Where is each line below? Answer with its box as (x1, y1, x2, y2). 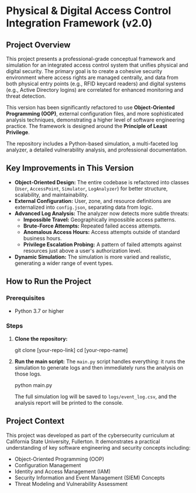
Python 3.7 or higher (14, 307, 64, 314)
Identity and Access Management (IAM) (14, 468, 111, 475)
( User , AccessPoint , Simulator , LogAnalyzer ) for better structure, (14, 185, 168, 192)
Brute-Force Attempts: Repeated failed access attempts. (23, 222, 161, 229)
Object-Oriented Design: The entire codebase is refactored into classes (14, 178, 189, 185)
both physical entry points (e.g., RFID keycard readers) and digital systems (6, 80, 186, 87)
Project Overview (6, 40, 71, 50)
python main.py (14, 381, 53, 388)
